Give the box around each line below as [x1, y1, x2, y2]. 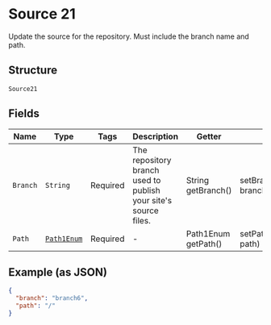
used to [132, 174, 161, 185]
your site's [132, 194, 172, 206]
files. [132, 215, 151, 226]
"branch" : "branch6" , [15, 294, 89, 302]
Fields [8, 106, 40, 121]
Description [132, 131, 179, 142]
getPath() [186, 238, 223, 249]
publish [132, 185, 161, 196]
